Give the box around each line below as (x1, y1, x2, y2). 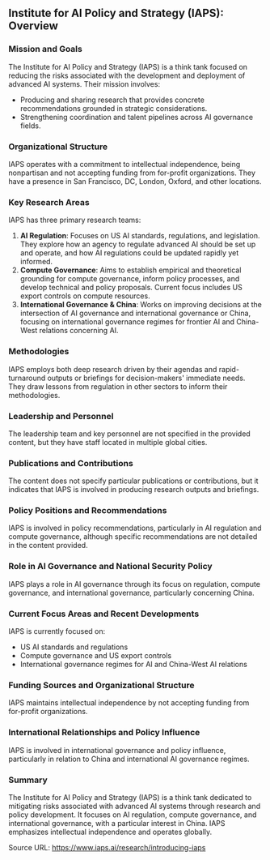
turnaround (8, 373, 46, 383)
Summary (8, 774, 49, 785)
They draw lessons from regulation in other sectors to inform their (8, 381, 228, 391)
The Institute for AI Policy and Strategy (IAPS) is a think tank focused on (8, 62, 248, 71)
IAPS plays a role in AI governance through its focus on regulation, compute (8, 579, 261, 588)
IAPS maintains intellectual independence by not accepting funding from (8, 698, 250, 708)
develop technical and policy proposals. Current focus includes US (19, 283, 243, 293)
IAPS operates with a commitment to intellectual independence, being (8, 159, 241, 169)
